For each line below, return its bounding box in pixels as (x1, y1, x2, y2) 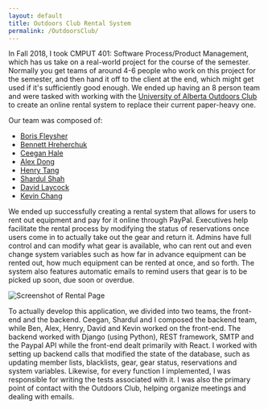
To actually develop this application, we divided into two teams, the (8, 307, 231, 316)
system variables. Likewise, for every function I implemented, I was (8, 366, 231, 376)
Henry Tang (19, 166, 60, 176)
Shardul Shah (19, 174, 65, 184)
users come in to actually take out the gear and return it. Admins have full (8, 233, 252, 242)
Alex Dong (19, 157, 55, 167)
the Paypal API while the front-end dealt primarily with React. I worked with (8, 341, 258, 350)
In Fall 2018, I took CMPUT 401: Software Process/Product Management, (8, 49, 249, 59)
